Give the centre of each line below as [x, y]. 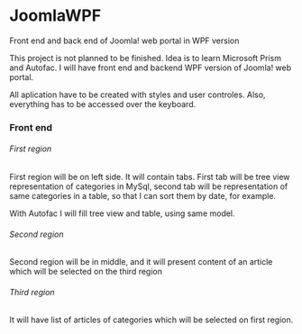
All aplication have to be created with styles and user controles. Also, [137, 95]
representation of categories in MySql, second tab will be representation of [149, 186]
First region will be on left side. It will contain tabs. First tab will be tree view [150, 177]
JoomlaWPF [55, 16]
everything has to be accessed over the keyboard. [103, 104]
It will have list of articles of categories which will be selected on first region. [151, 320]
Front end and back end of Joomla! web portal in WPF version [124, 41]
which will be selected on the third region [86, 272]
